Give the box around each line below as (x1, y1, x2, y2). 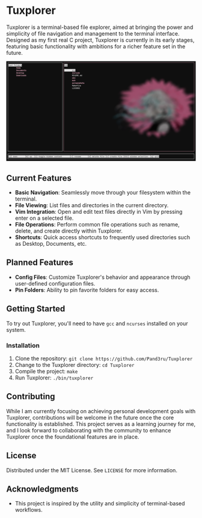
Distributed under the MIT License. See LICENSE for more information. (6, 466, 177, 473)
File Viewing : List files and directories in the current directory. (14, 202, 169, 209)
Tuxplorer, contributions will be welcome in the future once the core (6, 414, 174, 421)
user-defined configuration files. (14, 279, 96, 287)
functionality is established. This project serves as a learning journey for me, (6, 420, 196, 428)
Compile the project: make (14, 367, 78, 375)
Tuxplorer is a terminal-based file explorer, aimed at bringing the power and (6, 23, 194, 31)
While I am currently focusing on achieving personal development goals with (6, 407, 196, 414)
